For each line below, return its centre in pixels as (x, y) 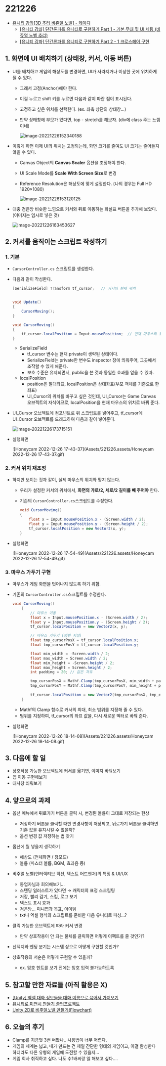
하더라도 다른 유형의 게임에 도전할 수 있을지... (56, 1052)
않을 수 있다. (24, 152)
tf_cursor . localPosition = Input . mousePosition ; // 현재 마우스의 (89, 334)
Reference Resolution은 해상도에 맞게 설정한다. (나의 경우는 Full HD (86, 183)
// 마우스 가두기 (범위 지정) (56, 636)
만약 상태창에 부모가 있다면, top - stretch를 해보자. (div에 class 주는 (85, 120)
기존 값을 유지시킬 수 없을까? (47, 830)
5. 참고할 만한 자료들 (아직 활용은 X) (56, 985)
